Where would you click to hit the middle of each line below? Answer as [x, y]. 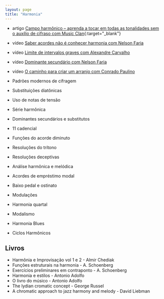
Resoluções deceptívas [36, 157]
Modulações [25, 195]
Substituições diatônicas [37, 90]
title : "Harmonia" [24, 14]
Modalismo [23, 214]
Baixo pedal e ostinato [35, 185]
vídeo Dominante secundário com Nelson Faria [59, 62]
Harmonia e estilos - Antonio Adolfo [48, 275]
